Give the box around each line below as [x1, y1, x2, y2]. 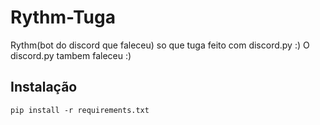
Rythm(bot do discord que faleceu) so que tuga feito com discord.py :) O [10, 39, 310, 51]
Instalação [10, 79, 78, 96]
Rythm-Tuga [10, 6, 116, 29]
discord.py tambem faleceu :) [10, 49, 132, 61]
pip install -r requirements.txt [10, 105, 150, 115]
